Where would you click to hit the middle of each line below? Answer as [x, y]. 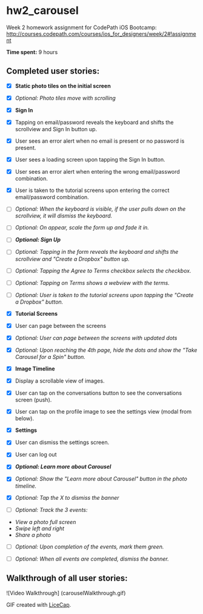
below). [25, 418]
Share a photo [33, 534]
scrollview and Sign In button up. [56, 129]
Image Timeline [35, 369]
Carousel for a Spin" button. [50, 356]
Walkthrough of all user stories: [67, 578]
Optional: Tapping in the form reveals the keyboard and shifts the [97, 252]
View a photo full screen [45, 522]
